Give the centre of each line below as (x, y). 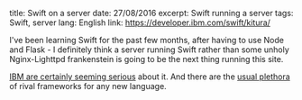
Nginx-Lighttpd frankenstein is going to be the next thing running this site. (146, 59)
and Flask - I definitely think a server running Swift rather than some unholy (150, 50)
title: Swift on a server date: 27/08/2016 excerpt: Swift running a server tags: (151, 13)
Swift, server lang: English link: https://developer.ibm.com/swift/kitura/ (140, 23)
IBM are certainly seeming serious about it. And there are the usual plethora (150, 77)
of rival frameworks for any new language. (88, 86)
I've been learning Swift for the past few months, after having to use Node (146, 40)
